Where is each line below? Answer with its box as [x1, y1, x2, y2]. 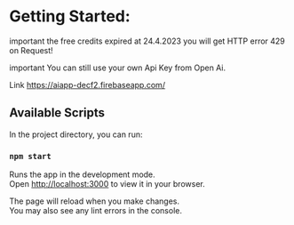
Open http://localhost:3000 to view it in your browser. [9, 179, 206, 189]
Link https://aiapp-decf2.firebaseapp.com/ [9, 79, 166, 90]
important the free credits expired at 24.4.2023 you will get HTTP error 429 [9, 36, 286, 46]
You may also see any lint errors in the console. [9, 205, 182, 216]
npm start [9, 151, 52, 161]
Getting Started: [9, 6, 131, 27]
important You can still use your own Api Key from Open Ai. [9, 62, 226, 73]
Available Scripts [9, 105, 105, 121]
